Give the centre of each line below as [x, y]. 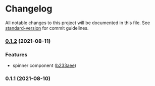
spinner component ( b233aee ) [44, 65]
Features [16, 54]
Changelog [29, 9]
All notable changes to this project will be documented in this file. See [78, 23]
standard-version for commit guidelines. [47, 28]
